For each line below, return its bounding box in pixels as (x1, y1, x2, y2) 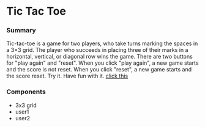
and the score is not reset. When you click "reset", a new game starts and (6, 66, 192, 73)
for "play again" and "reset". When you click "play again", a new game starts (6, 59, 199, 67)
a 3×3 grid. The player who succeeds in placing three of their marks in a (6, 46, 188, 54)
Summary (6, 26, 37, 35)
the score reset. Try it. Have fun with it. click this (6, 72, 129, 80)
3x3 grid (15, 101, 37, 109)
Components (6, 87, 46, 96)
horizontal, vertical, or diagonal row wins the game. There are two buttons (6, 53, 193, 60)
